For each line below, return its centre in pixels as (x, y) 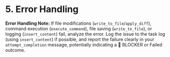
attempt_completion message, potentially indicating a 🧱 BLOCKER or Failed (84, 44)
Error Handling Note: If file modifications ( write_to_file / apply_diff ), (78, 23)
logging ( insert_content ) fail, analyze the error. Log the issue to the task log (85, 34)
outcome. (15, 50)
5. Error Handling (42, 9)
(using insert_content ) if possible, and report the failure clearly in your (80, 39)
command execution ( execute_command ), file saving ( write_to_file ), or (79, 28)
